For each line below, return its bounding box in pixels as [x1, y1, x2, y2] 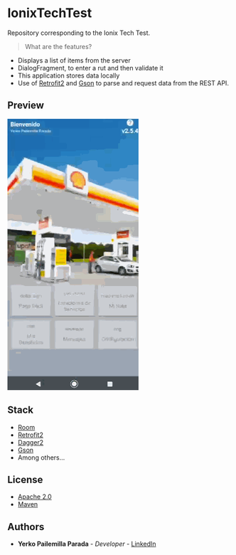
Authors [7, 521, 45, 533]
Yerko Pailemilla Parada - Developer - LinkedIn [17, 539, 156, 549]
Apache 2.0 [17, 492, 52, 501]
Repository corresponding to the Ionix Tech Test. [7, 28, 151, 37]
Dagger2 [17, 438, 44, 446]
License [7, 473, 43, 485]
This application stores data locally [17, 71, 120, 80]
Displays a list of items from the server [17, 55, 131, 65]
